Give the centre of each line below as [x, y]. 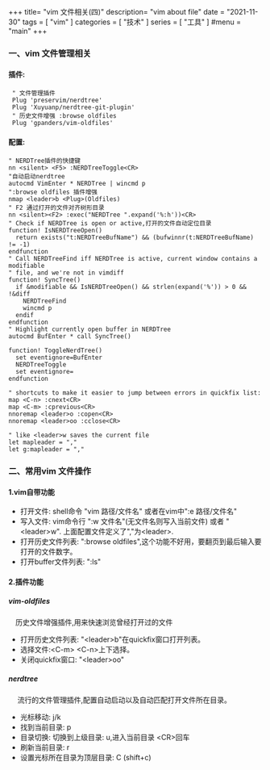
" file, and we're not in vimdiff [66, 273]
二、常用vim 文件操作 [50, 471]
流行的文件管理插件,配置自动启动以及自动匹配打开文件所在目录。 [124, 700]
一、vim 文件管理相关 [50, 53]
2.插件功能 [26, 582]
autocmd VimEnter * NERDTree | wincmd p [77, 184]
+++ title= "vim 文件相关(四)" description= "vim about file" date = [117, 12]
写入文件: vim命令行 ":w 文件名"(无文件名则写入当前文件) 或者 [122, 521]
